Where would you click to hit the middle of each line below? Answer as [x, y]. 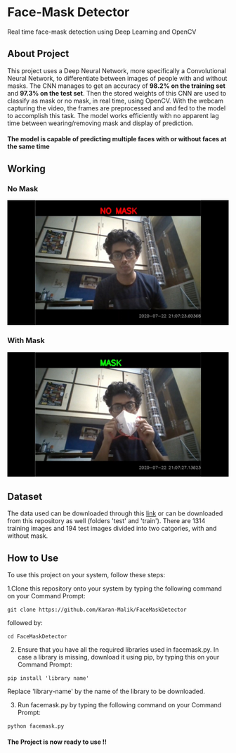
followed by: [25, 622]
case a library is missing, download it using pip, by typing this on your [118, 657]
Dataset [25, 496]
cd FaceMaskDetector [38, 636]
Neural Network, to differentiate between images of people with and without [117, 78]
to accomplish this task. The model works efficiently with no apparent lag [113, 115]
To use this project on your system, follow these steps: [86, 574]
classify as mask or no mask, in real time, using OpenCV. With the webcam [115, 101]
